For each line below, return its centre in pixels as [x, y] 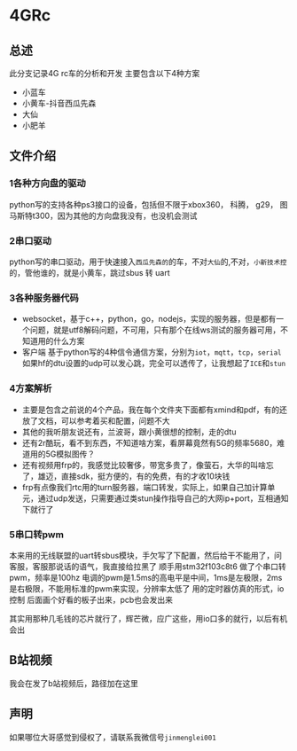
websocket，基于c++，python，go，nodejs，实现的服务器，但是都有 [149, 319]
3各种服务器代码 [44, 298]
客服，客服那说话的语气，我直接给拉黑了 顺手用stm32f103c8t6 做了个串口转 [148, 566]
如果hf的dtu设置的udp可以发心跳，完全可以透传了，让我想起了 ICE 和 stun [154, 364]
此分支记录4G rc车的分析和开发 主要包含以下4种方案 [105, 73]
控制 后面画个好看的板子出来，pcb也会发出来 [91, 599]
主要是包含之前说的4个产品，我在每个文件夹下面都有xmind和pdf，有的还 [155, 410]
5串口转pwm [37, 535]
